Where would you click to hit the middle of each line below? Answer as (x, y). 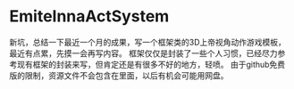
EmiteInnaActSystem (89, 16)
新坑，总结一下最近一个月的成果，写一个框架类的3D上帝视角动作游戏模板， (147, 42)
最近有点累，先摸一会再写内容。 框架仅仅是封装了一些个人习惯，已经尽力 (143, 53)
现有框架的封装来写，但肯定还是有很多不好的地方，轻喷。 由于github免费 (151, 64)
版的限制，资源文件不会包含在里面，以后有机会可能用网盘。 (119, 75)
